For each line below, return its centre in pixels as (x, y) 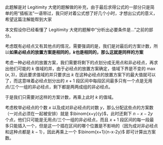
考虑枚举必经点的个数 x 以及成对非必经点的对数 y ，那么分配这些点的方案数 (79, 108)
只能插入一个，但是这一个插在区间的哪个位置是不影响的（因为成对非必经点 (83, 126)
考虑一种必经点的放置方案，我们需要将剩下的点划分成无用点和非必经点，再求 (81, 63)
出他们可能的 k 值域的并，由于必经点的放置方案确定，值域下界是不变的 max (80, 69)
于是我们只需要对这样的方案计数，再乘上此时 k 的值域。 (61, 97)
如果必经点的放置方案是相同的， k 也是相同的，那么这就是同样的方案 (77, 52)
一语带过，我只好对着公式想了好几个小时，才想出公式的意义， (96, 13)
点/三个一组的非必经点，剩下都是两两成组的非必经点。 (59, 87)
